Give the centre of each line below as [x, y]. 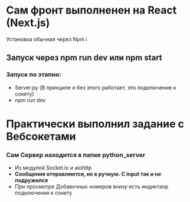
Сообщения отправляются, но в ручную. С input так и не [88, 174]
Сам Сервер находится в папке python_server [76, 155]
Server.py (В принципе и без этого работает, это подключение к [95, 87]
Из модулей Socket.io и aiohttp [53, 168]
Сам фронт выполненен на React [91, 10]
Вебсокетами [41, 136]
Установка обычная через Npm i [47, 39]
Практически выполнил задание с [95, 124]
